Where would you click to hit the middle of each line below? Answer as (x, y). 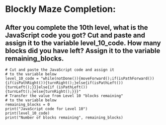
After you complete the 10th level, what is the (77, 28)
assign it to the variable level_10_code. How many (83, 43)
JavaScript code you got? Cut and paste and (75, 35)
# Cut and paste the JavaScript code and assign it (60, 70)
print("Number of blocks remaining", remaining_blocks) (64, 118)
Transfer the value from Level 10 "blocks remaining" (66, 96)
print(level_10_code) (28, 113)
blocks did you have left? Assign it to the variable (83, 51)
